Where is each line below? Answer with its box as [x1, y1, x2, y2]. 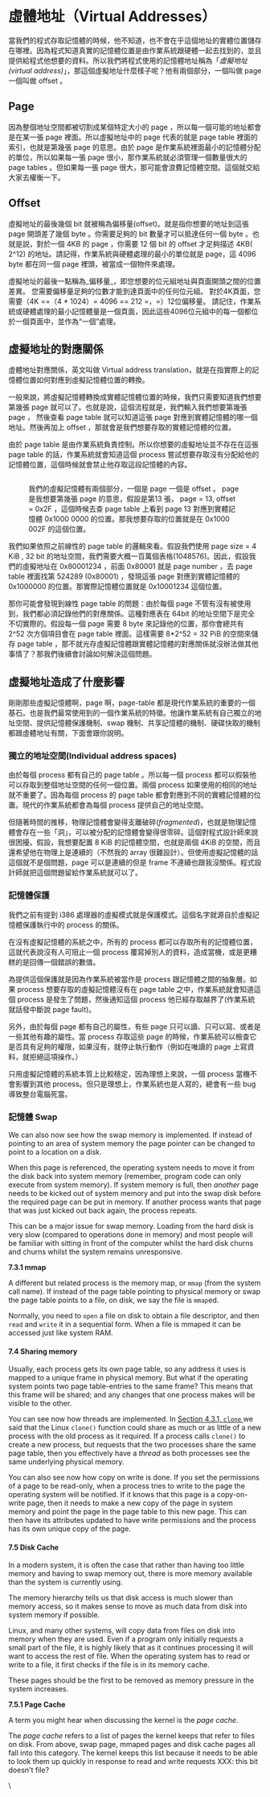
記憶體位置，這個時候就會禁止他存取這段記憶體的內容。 [8, 460, 191, 470]
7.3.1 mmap [8, 1263, 47, 1272]
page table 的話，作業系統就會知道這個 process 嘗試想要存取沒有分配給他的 [8, 450, 260, 459]
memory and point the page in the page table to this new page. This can [8, 1507, 247, 1517]
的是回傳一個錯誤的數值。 [14, 957, 100, 967]
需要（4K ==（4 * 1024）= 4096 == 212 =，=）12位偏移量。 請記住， [8, 296, 240, 306]
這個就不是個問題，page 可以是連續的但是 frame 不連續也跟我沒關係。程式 [8, 857, 255, 867]
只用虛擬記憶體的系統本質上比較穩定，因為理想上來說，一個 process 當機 [8, 1069, 251, 1078]
